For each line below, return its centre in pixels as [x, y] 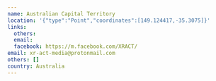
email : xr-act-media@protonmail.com [61, 54]
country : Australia [36, 66]
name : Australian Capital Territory [61, 14]
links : [17, 27]
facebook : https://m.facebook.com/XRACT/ [76, 46]
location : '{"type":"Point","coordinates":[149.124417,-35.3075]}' [109, 20]
